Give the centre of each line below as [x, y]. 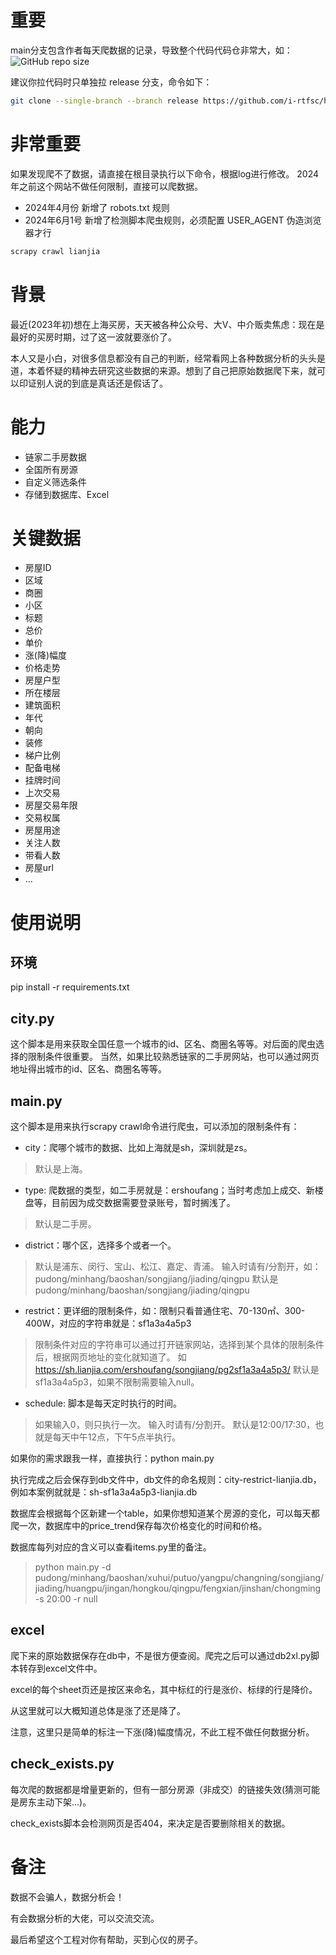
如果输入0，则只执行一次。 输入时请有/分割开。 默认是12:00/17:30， [175, 1425]
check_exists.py [62, 1764]
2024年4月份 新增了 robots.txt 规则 [97, 207]
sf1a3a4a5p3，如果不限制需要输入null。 [117, 1382]
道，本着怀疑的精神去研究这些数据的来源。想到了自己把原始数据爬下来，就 [163, 370]
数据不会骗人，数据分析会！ [67, 1897]
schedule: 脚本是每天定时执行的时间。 [103, 1403]
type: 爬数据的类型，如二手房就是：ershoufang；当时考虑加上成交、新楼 [174, 1190]
